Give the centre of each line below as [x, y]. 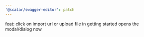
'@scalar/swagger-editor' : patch [40, 10]
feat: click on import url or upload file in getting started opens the [72, 24]
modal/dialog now [24, 29]
